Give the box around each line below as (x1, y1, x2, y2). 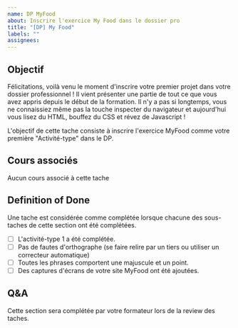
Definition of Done (7, 194, 90, 207)
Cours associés (7, 155, 78, 167)
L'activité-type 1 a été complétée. (17, 235, 115, 243)
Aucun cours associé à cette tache (7, 173, 110, 182)
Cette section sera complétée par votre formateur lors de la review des (7, 306, 215, 314)
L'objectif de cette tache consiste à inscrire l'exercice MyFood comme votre (7, 126, 230, 135)
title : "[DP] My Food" (7, 24, 75, 31)
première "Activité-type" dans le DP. (7, 133, 114, 143)
